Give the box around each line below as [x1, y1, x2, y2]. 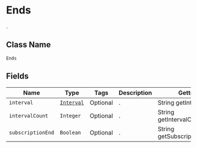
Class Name [6, 40, 51, 50]
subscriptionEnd [9, 129, 55, 136]
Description [118, 88, 152, 97]
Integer [59, 112, 81, 119]
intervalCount [9, 112, 49, 119]
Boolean [59, 129, 81, 136]
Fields [6, 71, 29, 81]
